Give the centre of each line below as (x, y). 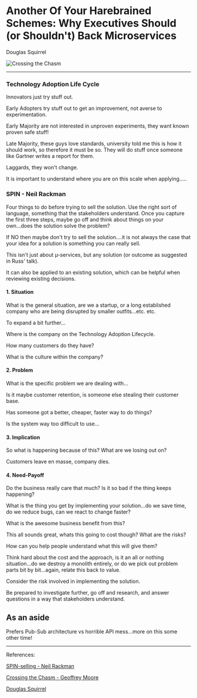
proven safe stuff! (27, 132)
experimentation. (26, 115)
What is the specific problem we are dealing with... (67, 383)
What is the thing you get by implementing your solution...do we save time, (96, 506)
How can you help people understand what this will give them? (82, 546)
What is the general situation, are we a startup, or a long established (89, 305)
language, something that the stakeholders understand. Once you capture (95, 213)
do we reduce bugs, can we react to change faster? (68, 512)
